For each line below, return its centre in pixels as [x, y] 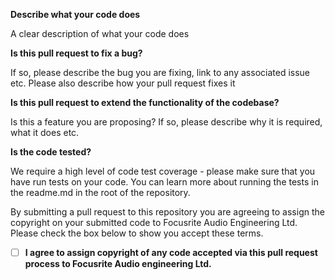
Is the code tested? [51, 152]
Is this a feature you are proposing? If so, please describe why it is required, [166, 122]
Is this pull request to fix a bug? [76, 53]
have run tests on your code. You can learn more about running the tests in [164, 182]
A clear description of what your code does [100, 33]
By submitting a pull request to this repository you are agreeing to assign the [167, 212]
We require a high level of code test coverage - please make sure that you [163, 171]
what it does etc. [45, 132]
